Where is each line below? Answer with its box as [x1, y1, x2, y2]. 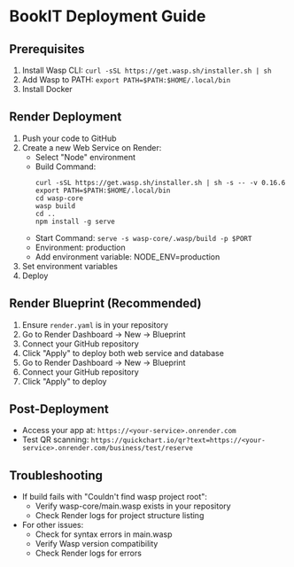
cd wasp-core [35, 193, 84, 203]
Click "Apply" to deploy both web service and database [21, 347, 224, 358]
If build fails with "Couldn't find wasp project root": [21, 492, 208, 502]
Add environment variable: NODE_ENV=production [35, 251, 220, 262]
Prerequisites [9, 42, 85, 57]
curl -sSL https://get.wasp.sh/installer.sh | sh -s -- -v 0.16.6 [35, 178, 286, 187]
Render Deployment [9, 109, 122, 125]
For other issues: [21, 520, 84, 531]
